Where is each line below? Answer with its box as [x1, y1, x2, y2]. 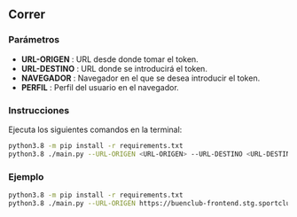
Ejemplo [8, 170, 44, 182]
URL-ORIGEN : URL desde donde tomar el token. [20, 53, 199, 65]
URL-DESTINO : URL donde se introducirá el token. [20, 63, 207, 74]
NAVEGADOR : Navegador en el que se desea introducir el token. [20, 73, 261, 83]
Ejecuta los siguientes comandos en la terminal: [8, 124, 183, 135]
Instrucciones [8, 104, 70, 116]
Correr [8, 7, 46, 22]
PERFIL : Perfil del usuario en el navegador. [20, 81, 179, 92]
